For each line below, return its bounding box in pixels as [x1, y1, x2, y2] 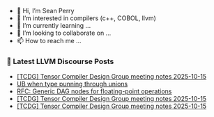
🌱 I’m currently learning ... [16, 22, 91, 29]
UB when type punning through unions [16, 80, 128, 88]
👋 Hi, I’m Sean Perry [16, 7, 75, 15]
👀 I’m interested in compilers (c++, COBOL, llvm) [16, 14, 156, 22]
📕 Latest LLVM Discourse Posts [6, 56, 114, 66]
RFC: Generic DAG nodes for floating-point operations [16, 87, 172, 95]
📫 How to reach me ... [16, 37, 82, 45]
